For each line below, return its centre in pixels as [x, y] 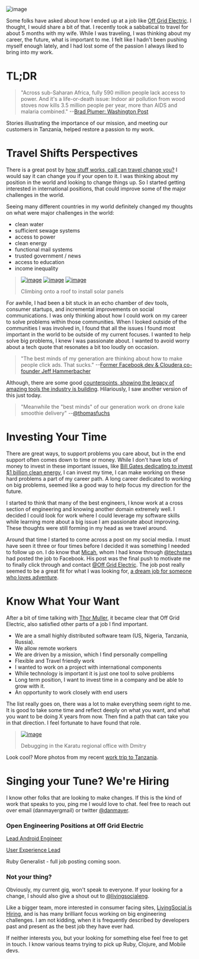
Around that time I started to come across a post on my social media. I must [98, 539]
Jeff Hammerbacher [66, 371]
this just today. [24, 395]
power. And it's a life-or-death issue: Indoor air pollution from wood [103, 99]
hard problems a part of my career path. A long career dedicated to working [99, 478]
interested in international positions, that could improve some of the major [96, 188]
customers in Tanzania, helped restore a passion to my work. [81, 129]
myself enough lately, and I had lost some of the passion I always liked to [95, 46]
